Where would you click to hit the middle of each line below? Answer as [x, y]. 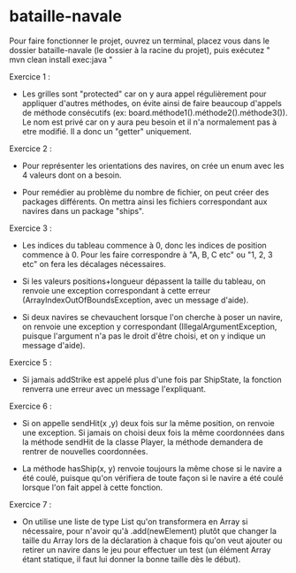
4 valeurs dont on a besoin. [72, 175]
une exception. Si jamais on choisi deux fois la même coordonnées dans [153, 432]
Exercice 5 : [30, 362]
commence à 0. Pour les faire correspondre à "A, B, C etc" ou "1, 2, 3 [147, 255]
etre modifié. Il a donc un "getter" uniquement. [106, 131]
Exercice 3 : [31, 228]
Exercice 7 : [30, 504]
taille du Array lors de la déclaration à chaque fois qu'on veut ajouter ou [152, 540]
